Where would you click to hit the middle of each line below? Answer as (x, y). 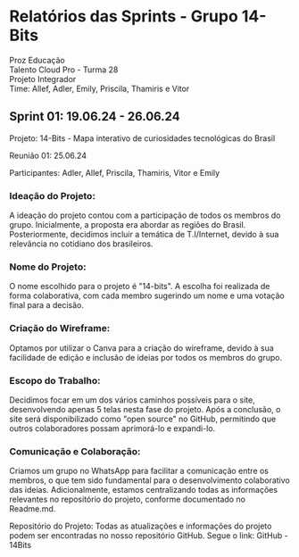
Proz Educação (37, 60)
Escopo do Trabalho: (55, 380)
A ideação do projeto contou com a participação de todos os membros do (145, 215)
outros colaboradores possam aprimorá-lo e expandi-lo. (112, 428)
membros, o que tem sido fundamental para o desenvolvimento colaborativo (149, 480)
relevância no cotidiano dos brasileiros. (81, 244)
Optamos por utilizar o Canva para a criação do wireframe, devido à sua (141, 348)
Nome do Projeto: (48, 267)
